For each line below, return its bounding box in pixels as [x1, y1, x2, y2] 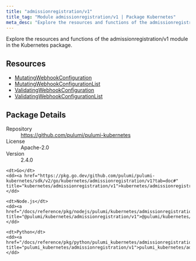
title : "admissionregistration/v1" [6, 8, 93, 15]
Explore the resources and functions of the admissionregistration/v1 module [6, 36, 188, 43]
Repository [6, 125, 32, 132]
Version [6, 150, 24, 157]
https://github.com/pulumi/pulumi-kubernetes [20, 132, 131, 138]
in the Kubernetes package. [6, 42, 73, 49]
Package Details [6, 109, 66, 120]
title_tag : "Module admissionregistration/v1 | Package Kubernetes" [6, 14, 176, 20]
